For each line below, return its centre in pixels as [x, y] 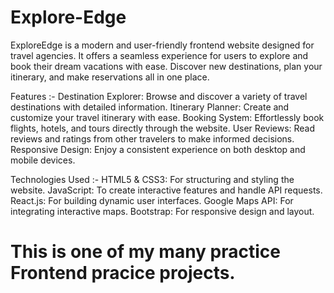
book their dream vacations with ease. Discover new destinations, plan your [166, 66]
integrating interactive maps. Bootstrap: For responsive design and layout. [162, 211]
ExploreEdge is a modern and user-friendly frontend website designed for [162, 45]
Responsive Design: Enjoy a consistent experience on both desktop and [158, 149]
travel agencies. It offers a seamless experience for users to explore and [159, 55]
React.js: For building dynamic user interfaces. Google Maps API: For [152, 200]
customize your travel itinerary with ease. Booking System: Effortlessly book [167, 117]
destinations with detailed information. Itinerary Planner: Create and [150, 107]
